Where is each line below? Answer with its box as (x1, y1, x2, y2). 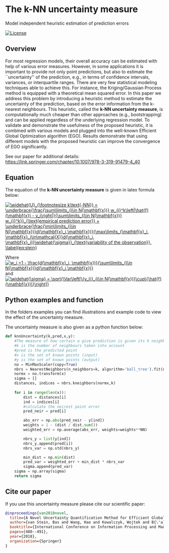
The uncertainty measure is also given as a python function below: (5, 324, 143, 330)
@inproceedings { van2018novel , (5, 510, 69, 516)
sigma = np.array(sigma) (14, 469, 66, 474)
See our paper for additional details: (5, 153, 79, 159)
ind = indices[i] (23, 399, 59, 404)
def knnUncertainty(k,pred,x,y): (5, 334, 75, 339)
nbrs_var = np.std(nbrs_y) (23, 446, 80, 451)
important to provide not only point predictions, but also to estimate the (5, 68, 153, 75)
